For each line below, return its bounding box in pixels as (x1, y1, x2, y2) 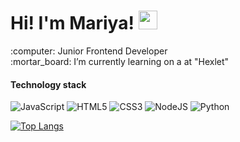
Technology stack (10, 78, 87, 90)
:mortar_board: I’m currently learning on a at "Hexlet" (10, 55, 230, 67)
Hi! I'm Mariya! (10, 12, 135, 35)
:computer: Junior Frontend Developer (10, 45, 168, 57)
